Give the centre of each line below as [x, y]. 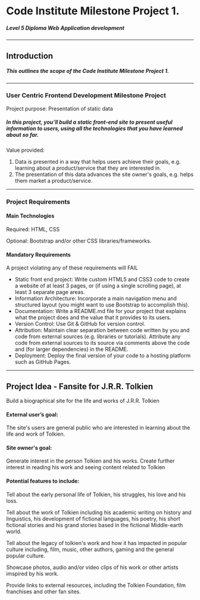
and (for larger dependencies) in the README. [71, 349]
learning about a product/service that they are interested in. [88, 168]
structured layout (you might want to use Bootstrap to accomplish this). [102, 305]
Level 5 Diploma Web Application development [65, 27]
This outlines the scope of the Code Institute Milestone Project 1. [88, 71]
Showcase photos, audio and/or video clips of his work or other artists [92, 567]
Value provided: [25, 150]
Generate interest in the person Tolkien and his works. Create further [90, 461]
